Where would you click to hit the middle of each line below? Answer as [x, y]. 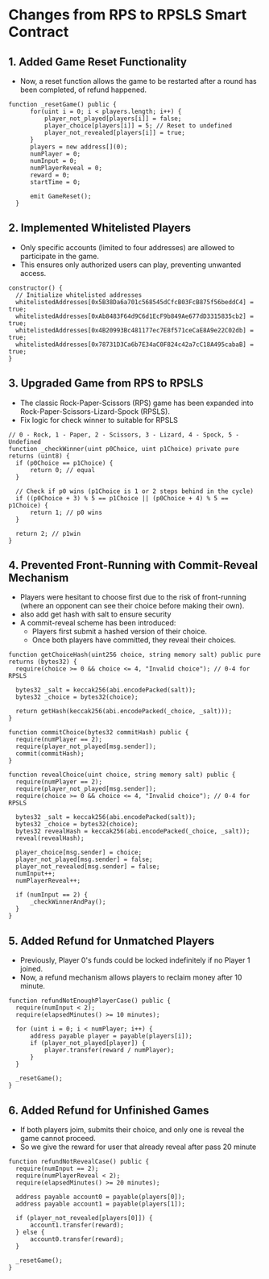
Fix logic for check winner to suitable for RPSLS [99, 420]
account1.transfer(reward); [77, 1225]
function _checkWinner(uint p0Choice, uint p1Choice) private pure [124, 449]
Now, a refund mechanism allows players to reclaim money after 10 [131, 977]
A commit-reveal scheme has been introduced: [98, 623]
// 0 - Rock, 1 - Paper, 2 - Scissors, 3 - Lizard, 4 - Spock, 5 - [124, 435]
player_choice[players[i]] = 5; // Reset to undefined [138, 126]
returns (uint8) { [39, 456]
